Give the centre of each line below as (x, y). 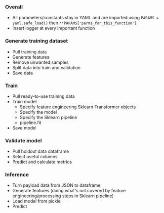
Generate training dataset (37, 41)
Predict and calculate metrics (42, 162)
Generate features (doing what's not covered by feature (69, 191)
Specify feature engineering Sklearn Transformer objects (78, 107)
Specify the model (38, 112)
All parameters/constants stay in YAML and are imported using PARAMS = (85, 18)
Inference (17, 175)
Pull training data (29, 52)
